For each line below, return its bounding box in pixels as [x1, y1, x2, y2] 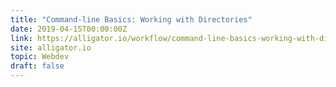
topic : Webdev [10, 52, 70, 62]
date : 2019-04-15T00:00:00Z [10, 24, 128, 34]
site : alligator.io [10, 42, 92, 53]
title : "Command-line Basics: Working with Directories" [10, 14, 253, 25]
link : [10, 33, 33, 43]
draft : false [10, 61, 65, 71]
